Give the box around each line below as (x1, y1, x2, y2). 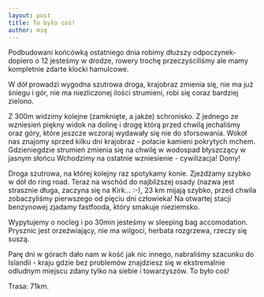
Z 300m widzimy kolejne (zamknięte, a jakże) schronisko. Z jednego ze (8, 112, 239, 121)
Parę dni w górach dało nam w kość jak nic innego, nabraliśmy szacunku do (8, 250, 255, 259)
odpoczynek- (192, 48, 236, 58)
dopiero (8, 56, 34, 65)
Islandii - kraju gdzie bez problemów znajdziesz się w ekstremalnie (8, 258, 226, 268)
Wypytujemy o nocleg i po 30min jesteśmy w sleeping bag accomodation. (8, 217, 248, 227)
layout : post (8, 11, 51, 20)
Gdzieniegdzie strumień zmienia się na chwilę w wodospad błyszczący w (8, 145, 247, 154)
